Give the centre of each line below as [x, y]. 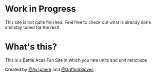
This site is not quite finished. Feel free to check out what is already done [78, 22]
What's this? [31, 47]
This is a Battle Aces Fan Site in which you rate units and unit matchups [76, 60]
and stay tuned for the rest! [32, 27]
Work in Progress [40, 9]
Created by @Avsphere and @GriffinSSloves [49, 69]
